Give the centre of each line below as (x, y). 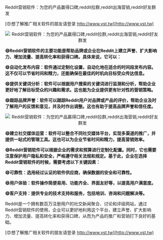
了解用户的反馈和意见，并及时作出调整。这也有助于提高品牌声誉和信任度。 (80, 106)
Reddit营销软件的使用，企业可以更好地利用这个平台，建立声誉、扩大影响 (78, 210)
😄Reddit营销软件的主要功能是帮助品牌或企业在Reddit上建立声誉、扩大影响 (81, 51)
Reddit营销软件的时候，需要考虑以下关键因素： (53, 162)
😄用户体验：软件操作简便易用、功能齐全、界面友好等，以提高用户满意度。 (81, 183)
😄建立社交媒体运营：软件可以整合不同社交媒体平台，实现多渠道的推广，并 (81, 133)
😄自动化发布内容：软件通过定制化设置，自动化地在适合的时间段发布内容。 (81, 67)
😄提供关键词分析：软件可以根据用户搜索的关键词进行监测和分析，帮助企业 (81, 84)
